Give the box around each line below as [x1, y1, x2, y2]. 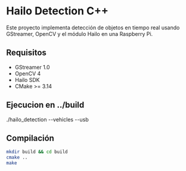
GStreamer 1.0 [14, 63, 50, 71]
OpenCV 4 [14, 70, 41, 77]
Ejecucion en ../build [6, 100, 85, 110]
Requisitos [6, 48, 46, 58]
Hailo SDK [14, 76, 40, 83]
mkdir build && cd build [6, 149, 68, 155]
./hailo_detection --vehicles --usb [6, 115, 89, 123]
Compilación [6, 133, 55, 143]
